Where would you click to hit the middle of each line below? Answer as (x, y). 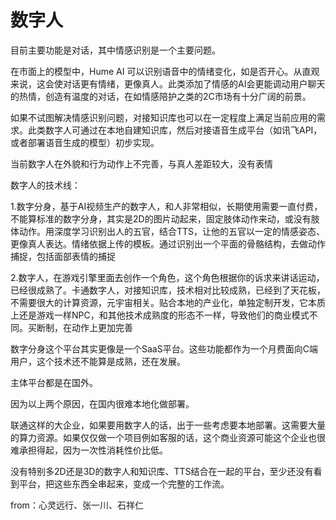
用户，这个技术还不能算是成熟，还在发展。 (98, 361)
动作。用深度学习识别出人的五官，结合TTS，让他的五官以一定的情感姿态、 (172, 231)
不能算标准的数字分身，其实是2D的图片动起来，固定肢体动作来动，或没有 (161, 218)
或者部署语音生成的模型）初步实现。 (85, 142)
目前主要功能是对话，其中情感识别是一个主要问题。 (115, 50)
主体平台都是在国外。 (54, 382)
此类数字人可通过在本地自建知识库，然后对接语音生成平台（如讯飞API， (175, 130)
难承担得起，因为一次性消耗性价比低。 (89, 450)
